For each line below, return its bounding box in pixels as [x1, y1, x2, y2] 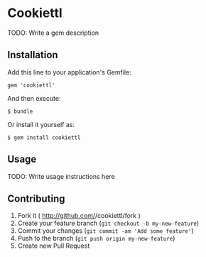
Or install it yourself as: [7, 120, 75, 128]
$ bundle [7, 108, 33, 115]
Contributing [7, 192, 65, 204]
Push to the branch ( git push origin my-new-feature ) [17, 234, 175, 243]
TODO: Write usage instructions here [7, 172, 115, 180]
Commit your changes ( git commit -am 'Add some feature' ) [17, 226, 194, 235]
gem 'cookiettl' [7, 82, 55, 89]
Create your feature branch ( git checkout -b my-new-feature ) [17, 219, 200, 228]
